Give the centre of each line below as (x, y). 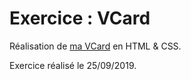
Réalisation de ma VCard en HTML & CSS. (95, 46)
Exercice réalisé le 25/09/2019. (73, 65)
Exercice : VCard (80, 18)
